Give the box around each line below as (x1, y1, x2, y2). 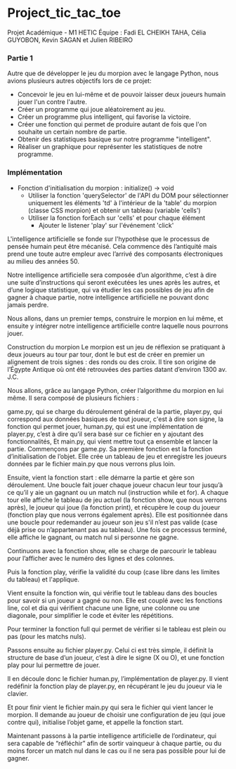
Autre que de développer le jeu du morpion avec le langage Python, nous (7, 69, 219, 78)
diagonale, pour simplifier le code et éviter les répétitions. (7, 611, 174, 619)
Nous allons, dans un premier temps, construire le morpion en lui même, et (7, 314, 223, 323)
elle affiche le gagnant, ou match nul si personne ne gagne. (7, 533, 179, 541)
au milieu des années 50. (7, 257, 79, 265)
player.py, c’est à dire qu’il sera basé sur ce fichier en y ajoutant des (7, 429, 204, 438)
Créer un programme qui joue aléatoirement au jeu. (17, 105, 166, 114)
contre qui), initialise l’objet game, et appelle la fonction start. (7, 718, 184, 726)
